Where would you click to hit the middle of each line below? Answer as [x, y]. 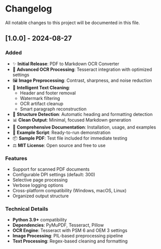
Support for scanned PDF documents [51, 169]
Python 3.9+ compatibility [40, 220]
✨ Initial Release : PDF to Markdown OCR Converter [66, 64]
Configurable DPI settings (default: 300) [54, 174]
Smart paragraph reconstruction [53, 109]
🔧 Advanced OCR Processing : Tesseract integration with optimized [82, 69]
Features [16, 158]
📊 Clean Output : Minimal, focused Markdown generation [72, 120]
